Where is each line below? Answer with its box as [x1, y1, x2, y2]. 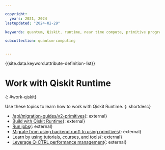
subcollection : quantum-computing [5, 38, 76, 43]
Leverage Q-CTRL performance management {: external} [12, 139, 127, 145]
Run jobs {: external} [12, 123, 53, 129]
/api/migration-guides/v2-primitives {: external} [12, 113, 107, 119]
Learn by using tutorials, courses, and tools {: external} [12, 134, 123, 140]
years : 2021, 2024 [9, 16, 48, 21]
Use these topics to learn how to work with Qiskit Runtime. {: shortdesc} [5, 104, 151, 110]
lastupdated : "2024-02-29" [5, 21, 60, 26]
